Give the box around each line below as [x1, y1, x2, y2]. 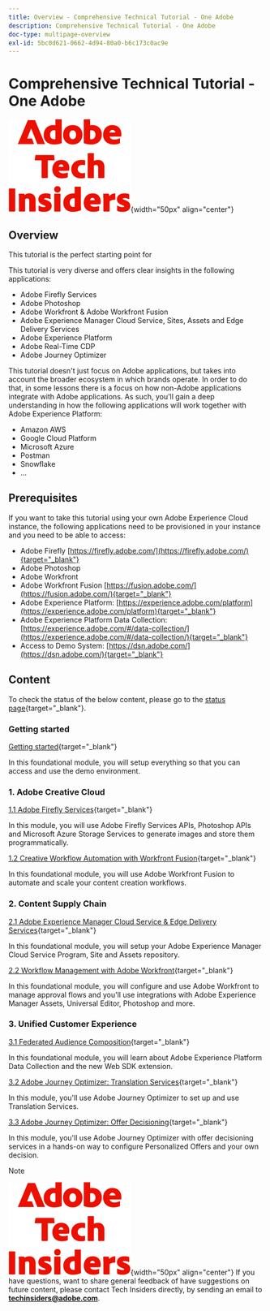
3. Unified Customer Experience [8, 1019, 138, 1030]
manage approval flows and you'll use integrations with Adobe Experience [8, 990, 257, 999]
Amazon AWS [19, 425, 66, 434]
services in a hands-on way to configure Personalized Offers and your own [8, 1141, 259, 1151]
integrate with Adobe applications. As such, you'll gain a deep [8, 392, 215, 401]
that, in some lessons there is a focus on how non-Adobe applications [8, 383, 242, 393]
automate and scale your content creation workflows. [8, 878, 186, 888]
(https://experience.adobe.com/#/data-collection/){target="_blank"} [19, 632, 249, 641]
